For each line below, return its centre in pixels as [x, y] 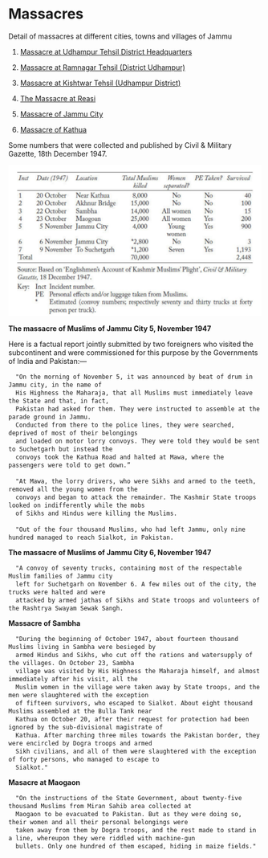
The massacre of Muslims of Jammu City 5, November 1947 [110, 329]
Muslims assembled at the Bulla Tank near [80, 712]
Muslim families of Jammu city [61, 576]
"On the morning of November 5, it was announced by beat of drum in [134, 377]
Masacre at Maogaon [44, 782]
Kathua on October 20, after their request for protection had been [132, 720]
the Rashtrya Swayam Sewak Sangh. [66, 609]
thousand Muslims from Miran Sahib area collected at [100, 807]
